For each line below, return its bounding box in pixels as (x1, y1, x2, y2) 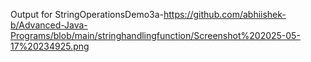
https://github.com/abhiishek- (163, 9, 287, 20)
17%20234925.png (10, 40, 90, 52)
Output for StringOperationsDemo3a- (10, 9, 164, 20)
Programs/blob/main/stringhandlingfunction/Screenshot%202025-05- (10, 30, 301, 41)
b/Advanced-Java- (10, 19, 88, 31)
